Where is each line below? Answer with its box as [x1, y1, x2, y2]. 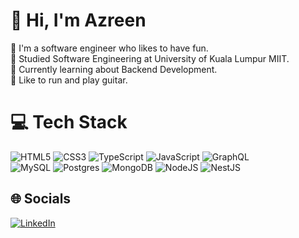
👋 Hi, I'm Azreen [10, 9, 147, 32]
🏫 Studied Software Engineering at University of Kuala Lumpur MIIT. [10, 52, 290, 64]
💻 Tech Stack [10, 111, 128, 134]
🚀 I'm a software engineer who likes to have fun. [10, 42, 209, 54]
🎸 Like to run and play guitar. [10, 74, 128, 86]
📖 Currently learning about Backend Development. [10, 63, 218, 75]
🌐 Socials [10, 190, 72, 208]
